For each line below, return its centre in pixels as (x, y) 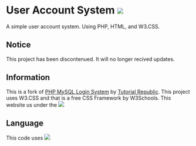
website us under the (32, 105)
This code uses (25, 138)
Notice (18, 45)
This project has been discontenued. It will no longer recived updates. (90, 59)
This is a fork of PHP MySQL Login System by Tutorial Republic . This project (98, 91)
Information (28, 78)
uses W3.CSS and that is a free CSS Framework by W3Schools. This (89, 98)
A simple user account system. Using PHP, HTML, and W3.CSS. (83, 26)
